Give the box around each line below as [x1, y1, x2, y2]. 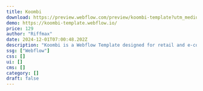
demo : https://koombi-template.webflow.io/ [6, 20, 118, 26]
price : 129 [6, 25, 34, 32]
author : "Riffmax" [6, 31, 53, 37]
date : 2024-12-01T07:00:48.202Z [6, 37, 88, 43]
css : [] [6, 53, 26, 59]
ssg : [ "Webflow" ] [6, 48, 50, 54]
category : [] [6, 70, 39, 76]
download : [6, 14, 31, 20]
